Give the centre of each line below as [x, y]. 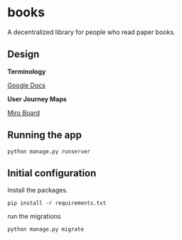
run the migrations [34, 217]
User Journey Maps [37, 99]
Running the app [44, 135]
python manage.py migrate [45, 229]
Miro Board [24, 113]
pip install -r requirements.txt [57, 203]
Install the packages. [38, 190]
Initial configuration [52, 173]
